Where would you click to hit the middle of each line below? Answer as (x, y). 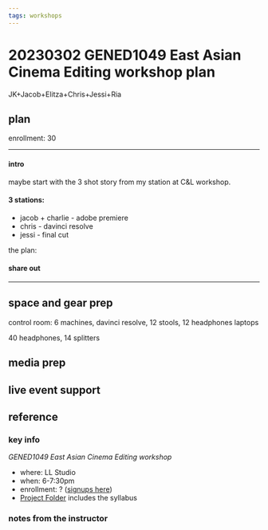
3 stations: (27, 200)
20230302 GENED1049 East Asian (125, 55)
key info (24, 439)
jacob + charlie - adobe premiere (74, 218)
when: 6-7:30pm (47, 481)
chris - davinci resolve (56, 226)
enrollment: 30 (32, 138)
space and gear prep (61, 303)
